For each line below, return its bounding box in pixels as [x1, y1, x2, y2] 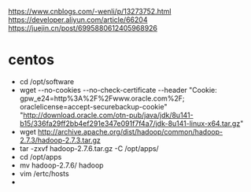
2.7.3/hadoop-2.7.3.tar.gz [19, 135, 101, 145]
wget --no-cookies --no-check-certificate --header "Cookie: [19, 85, 218, 94]
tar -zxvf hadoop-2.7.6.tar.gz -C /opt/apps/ [19, 143, 159, 153]
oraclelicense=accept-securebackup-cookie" [19, 102, 168, 111]
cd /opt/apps [19, 152, 62, 161]
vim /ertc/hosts [19, 168, 69, 178]
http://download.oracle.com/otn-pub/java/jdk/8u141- [23, 110, 194, 120]
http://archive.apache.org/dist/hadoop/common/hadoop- [38, 127, 223, 136]
